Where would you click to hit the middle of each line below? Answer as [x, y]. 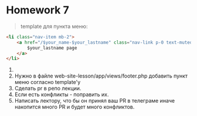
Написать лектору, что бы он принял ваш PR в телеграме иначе [94, 101]
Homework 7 [38, 10]
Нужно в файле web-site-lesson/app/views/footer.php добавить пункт [101, 76]
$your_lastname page [52, 48]
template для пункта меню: [54, 26]
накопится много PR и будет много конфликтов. [74, 107]
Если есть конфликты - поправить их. [62, 94]
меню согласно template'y [47, 82]
